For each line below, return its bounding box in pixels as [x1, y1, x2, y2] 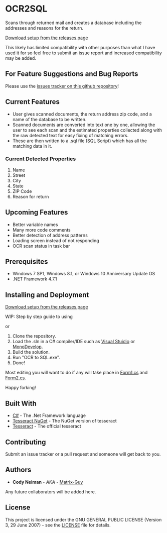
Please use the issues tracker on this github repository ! [5, 83, 119, 89]
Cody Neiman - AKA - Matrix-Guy [12, 479, 83, 485]
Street [12, 172, 26, 178]
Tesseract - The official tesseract [12, 423, 81, 430]
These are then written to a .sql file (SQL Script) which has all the [12, 138, 147, 144]
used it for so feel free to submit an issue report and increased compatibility [5, 50, 162, 56]
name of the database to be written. [12, 116, 87, 122]
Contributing [5, 438, 46, 446]
